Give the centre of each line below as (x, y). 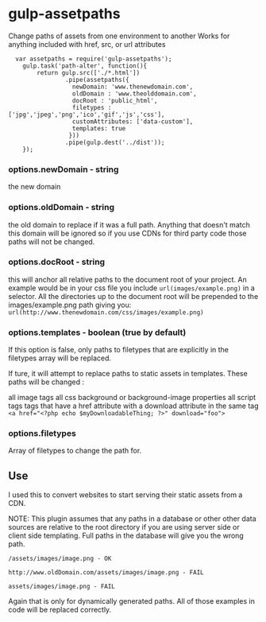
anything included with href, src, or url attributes (87, 44)
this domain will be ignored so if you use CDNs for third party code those (128, 233)
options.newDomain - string (64, 169)
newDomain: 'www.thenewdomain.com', (133, 87)
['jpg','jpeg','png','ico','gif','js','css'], (87, 115)
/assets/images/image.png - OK (60, 559)
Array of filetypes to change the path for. (75, 451)
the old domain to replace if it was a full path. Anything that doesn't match (129, 224)
